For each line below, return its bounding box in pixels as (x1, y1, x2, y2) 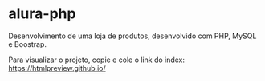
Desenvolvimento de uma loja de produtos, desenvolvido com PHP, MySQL (8, 31, 257, 40)
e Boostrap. (8, 39, 47, 48)
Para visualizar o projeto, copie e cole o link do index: (8, 55, 185, 64)
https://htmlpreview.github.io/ (8, 63, 106, 72)
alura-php (8, 5, 76, 23)
